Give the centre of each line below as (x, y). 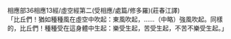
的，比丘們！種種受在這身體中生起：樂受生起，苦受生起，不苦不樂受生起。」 (118, 28)
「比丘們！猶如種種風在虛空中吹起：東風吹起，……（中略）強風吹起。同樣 (115, 19)
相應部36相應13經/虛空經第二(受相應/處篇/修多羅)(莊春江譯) (94, 10)
